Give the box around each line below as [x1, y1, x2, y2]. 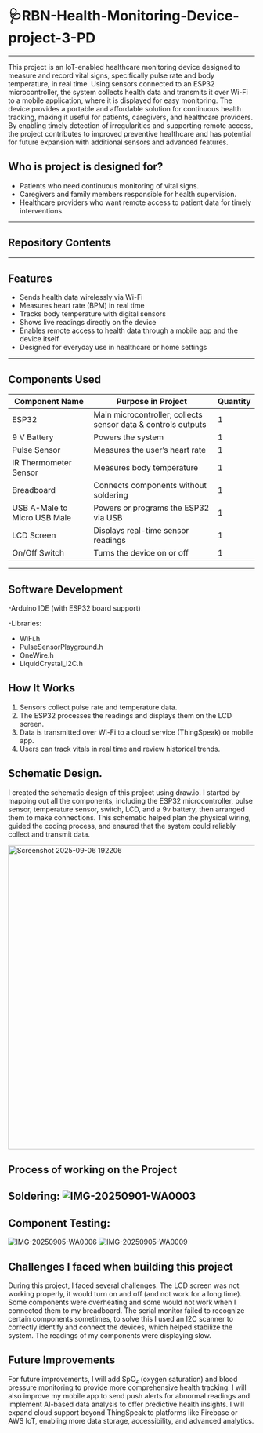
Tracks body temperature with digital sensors [19, 309, 167, 319]
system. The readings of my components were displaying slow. [8, 1331, 211, 1340]
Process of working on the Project [8, 1163, 178, 1176]
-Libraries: [8, 618, 41, 628]
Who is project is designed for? [8, 160, 164, 173]
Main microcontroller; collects [93, 410, 203, 421]
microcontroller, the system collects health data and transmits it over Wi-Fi [8, 87, 249, 97]
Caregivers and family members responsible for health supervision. [19, 189, 237, 199]
